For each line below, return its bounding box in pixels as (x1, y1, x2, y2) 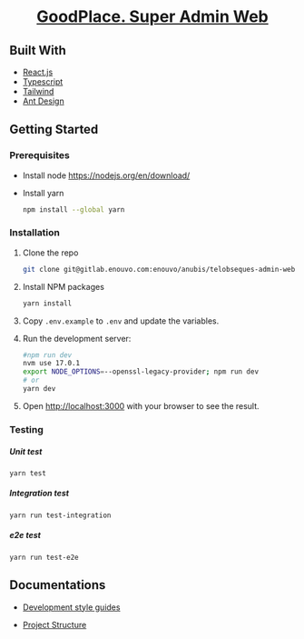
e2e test (9, 530, 41, 541)
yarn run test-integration (9, 511, 112, 520)
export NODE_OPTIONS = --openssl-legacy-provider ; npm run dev (22, 367, 260, 376)
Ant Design (22, 95, 65, 106)
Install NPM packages (22, 281, 104, 292)
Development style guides (22, 602, 121, 613)
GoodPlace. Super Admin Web (35, 6, 270, 27)
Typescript (22, 76, 64, 87)
